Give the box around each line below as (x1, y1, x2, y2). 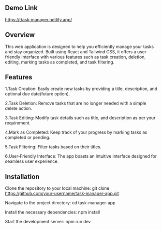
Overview (5, 31, 35, 39)
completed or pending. (5, 135, 51, 140)
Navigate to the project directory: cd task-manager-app (5, 200, 116, 206)
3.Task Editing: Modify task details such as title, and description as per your (5, 115, 156, 121)
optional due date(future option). (5, 91, 70, 97)
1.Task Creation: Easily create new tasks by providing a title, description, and (5, 86, 158, 92)
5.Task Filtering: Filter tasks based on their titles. (5, 144, 102, 150)
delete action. (5, 106, 32, 111)
